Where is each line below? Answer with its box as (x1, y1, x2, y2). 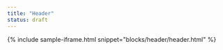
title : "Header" (7, 10, 54, 17)
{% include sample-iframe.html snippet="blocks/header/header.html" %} (7, 35, 217, 43)
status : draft (7, 16, 49, 23)
